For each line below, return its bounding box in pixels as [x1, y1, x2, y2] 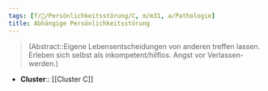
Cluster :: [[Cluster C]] [19, 74, 94, 84]
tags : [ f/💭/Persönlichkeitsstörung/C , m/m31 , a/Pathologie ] [8, 11, 216, 20]
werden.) [28, 58, 59, 68]
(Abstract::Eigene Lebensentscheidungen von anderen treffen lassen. [28, 41, 261, 51]
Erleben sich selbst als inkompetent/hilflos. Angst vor [28, 50, 206, 60]
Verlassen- [207, 50, 245, 60]
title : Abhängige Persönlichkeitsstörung [8, 19, 151, 27]
